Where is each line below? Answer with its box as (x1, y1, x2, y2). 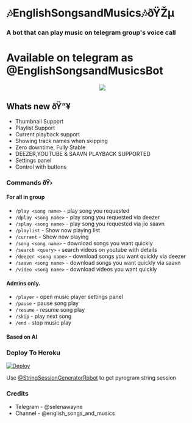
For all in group (6, 193, 45, 201)
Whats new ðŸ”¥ (6, 101, 71, 112)
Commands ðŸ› (6, 178, 53, 186)
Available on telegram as (6, 51, 134, 65)
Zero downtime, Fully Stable (15, 144, 86, 151)
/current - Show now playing (15, 233, 89, 240)
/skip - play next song (15, 312, 72, 320)
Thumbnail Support (15, 117, 64, 125)
